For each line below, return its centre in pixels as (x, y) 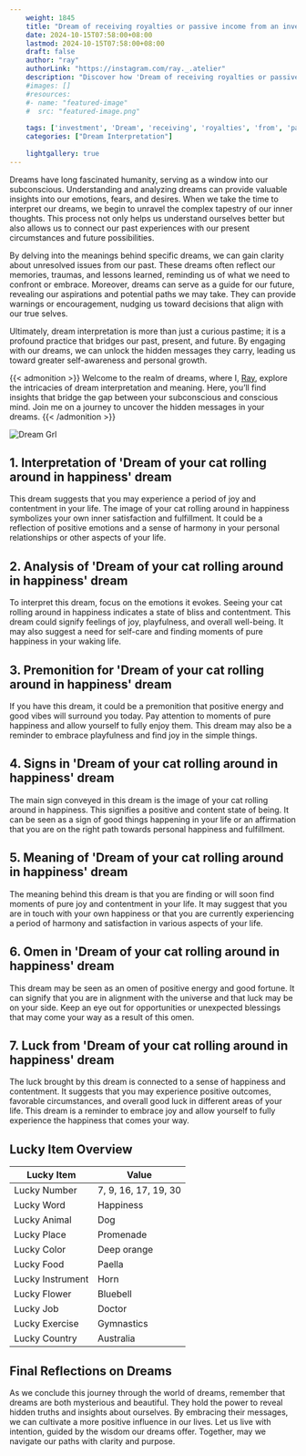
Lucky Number (46, 1191)
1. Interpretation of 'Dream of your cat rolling (138, 463)
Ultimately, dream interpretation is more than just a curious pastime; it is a (148, 331)
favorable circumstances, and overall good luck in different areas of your (146, 1101)
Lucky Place (40, 1234)
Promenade (122, 1234)
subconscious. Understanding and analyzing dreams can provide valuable (148, 189)
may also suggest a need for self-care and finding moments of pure (137, 632)
